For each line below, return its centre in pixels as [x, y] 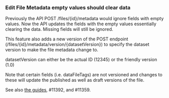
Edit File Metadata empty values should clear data [68, 8]
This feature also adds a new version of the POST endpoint [67, 39]
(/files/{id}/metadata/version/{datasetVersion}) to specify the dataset [77, 44]
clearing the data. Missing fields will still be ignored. [59, 29]
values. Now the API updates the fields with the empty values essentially [81, 24]
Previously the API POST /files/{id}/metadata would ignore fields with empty [85, 19]
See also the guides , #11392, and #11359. [48, 90]
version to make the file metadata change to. [52, 50]
